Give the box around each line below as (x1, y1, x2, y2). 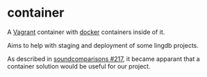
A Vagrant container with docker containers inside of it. (7, 28, 165, 36)
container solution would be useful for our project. (7, 62, 151, 70)
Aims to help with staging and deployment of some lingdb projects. (7, 41, 199, 49)
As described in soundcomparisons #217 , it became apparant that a (7, 54, 200, 63)
